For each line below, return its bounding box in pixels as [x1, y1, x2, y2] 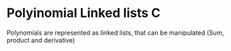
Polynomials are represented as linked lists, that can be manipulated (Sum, [6, 28, 225, 37]
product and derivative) [6, 35, 75, 44]
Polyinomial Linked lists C [6, 5, 161, 21]
